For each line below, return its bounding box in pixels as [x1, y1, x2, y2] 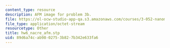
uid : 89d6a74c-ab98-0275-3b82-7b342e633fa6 [5, 35, 99, 40]
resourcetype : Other [5, 26, 49, 31]
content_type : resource [5, 7, 56, 12]
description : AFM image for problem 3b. [5, 12, 92, 17]
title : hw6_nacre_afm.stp [5, 30, 60, 35]
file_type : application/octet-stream [5, 21, 85, 26]
